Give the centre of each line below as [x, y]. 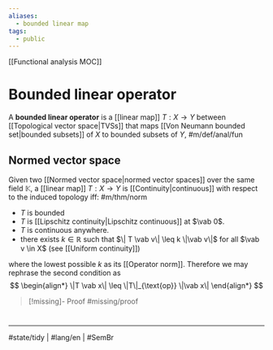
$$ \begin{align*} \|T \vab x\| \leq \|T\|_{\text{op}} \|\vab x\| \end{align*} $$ [136, 285]
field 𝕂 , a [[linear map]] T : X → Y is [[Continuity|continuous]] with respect [133, 188]
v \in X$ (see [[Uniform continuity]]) [80, 248]
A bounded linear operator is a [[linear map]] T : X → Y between [117, 117]
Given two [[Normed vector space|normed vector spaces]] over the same [132, 179]
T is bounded [42, 213]
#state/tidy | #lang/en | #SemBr [61, 338]
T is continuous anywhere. [65, 230]
